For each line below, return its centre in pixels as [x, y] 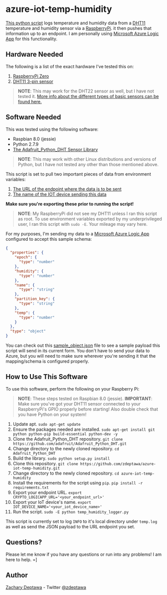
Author [17, 575]
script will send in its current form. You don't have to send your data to [78, 351]
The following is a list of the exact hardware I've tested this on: [70, 66]
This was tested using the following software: [52, 129]
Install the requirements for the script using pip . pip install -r [78, 483]
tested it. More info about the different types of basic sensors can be [88, 96]
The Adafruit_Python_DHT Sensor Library [55, 149]
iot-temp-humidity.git [36, 468]
